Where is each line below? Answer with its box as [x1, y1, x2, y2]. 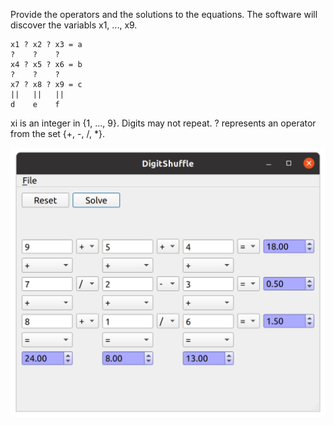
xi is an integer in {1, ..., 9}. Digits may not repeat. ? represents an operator [10, 117, 317, 129]
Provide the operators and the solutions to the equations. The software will [10, 9, 318, 20]
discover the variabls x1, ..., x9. [10, 19, 138, 31]
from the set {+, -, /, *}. [10, 128, 105, 139]
